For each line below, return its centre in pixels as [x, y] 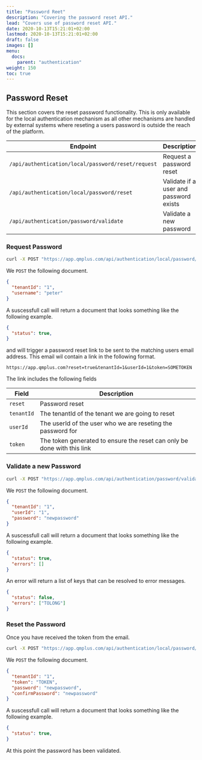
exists [171, 204]
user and [175, 189]
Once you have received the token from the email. [68, 637]
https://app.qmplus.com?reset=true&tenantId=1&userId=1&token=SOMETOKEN [99, 368]
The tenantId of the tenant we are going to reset [107, 414]
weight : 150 [21, 68]
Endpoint [83, 146]
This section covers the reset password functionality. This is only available [98, 113]
